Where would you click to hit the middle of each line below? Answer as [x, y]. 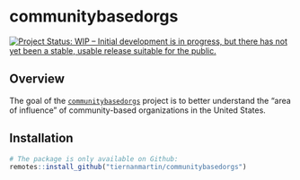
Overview [37, 79]
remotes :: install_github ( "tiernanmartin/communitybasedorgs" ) [128, 167]
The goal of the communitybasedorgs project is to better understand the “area [150, 100]
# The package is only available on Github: [94, 159]
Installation [41, 138]
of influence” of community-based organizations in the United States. [138, 110]
